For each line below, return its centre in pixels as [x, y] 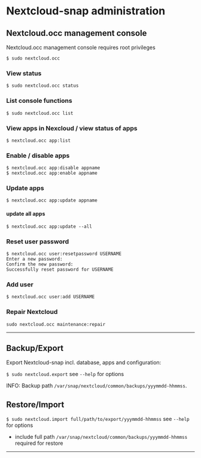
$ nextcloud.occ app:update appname [52, 201]
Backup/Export [35, 348]
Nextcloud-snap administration [86, 11]
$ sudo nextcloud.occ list [40, 113]
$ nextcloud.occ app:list [38, 141]
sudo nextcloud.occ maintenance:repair [56, 324]
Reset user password [38, 242]
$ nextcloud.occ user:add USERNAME [51, 297]
